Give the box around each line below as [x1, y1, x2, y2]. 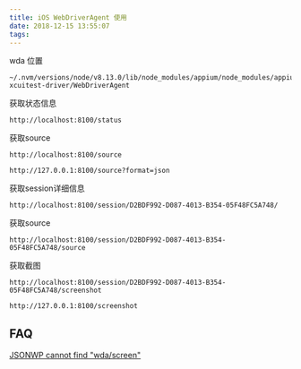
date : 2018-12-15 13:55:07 [9, 21, 110, 30]
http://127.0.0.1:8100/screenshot [9, 302, 139, 311]
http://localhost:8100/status [9, 116, 123, 125]
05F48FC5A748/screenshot [9, 286, 102, 296]
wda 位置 [9, 56, 43, 66]
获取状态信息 [9, 98, 56, 108]
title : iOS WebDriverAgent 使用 [9, 13, 127, 22]
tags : [9, 30, 30, 39]
